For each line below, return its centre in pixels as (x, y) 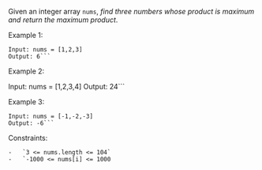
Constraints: (28, 138)
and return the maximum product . (63, 20)
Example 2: (26, 71)
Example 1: (26, 35)
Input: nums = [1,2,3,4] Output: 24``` (67, 87)
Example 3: (26, 102)
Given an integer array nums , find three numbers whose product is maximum (131, 11)
